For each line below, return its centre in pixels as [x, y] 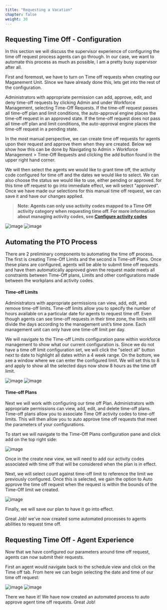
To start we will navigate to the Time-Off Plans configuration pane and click [83, 434]
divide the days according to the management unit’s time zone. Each [75, 324]
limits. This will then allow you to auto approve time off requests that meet [81, 419]
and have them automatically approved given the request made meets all [80, 270]
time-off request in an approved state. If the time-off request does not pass [83, 118]
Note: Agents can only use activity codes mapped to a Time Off [84, 206]
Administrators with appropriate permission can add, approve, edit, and [79, 97]
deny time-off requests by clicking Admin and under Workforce [70, 102]
